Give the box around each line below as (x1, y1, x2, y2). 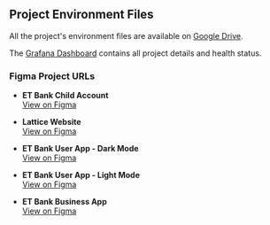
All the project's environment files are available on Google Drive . (9, 30, 243, 41)
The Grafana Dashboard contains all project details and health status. (9, 48, 262, 58)
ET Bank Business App (21, 197, 108, 207)
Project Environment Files (9, 7, 154, 22)
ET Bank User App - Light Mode (21, 170, 140, 181)
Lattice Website (21, 117, 81, 128)
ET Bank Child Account (21, 90, 109, 101)
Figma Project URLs (9, 70, 96, 82)
